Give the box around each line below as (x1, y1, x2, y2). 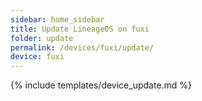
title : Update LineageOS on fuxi (10, 24, 150, 34)
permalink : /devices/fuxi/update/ (10, 42, 155, 53)
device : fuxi (10, 52, 65, 62)
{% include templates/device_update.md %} (10, 79, 193, 91)
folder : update (10, 33, 74, 43)
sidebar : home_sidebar (10, 14, 105, 25)
